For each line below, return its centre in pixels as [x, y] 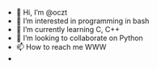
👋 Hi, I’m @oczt [42, 12]
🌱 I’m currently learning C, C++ [68, 29]
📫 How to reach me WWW [61, 47]
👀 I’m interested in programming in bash [83, 21]
